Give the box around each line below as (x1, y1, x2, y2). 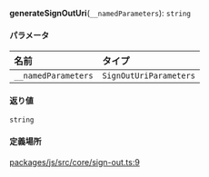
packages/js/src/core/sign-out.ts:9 (9, 156, 141, 167)
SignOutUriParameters (102, 71, 195, 81)
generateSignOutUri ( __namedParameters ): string (9, 8, 192, 18)
